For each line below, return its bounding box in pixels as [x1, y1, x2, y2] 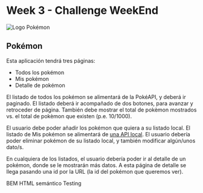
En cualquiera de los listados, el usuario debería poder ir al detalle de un [6, 155, 186, 162]
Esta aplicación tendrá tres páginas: [6, 57, 95, 64]
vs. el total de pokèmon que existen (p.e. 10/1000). [6, 112, 132, 119]
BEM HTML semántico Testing [6, 179, 82, 187]
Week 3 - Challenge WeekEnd [6, 4, 159, 17]
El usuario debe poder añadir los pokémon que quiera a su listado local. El [6, 124, 190, 131]
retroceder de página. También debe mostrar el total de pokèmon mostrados [6, 106, 197, 113]
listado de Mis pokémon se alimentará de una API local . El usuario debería [6, 130, 190, 138]
